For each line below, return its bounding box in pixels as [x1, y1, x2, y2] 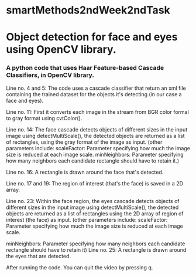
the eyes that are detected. [6, 252, 71, 259]
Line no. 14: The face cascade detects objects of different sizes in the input [6, 126, 188, 133]
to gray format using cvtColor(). [6, 114, 82, 121]
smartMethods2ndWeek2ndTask [6, 4, 171, 17]
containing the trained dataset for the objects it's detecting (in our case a [6, 90, 183, 97]
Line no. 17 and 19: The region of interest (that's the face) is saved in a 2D [6, 180, 183, 187]
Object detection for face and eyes [6, 31, 178, 44]
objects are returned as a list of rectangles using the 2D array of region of [6, 210, 184, 217]
